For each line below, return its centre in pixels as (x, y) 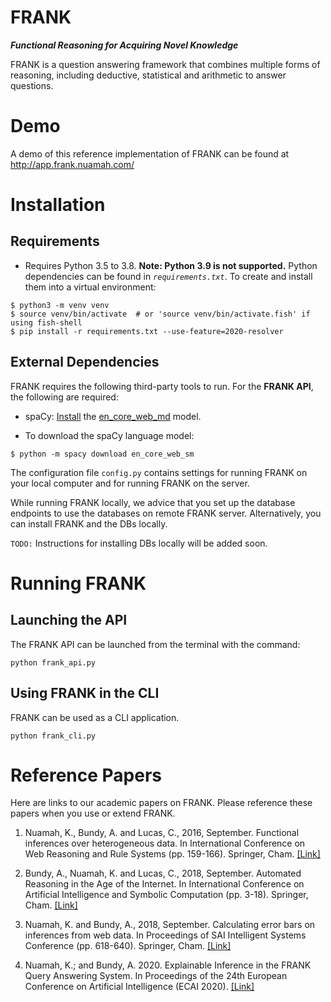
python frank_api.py (53, 662)
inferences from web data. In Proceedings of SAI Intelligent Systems (165, 935)
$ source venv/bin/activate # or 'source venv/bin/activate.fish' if (160, 314)
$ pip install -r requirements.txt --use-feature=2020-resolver (147, 331)
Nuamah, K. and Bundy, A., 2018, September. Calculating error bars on (170, 925)
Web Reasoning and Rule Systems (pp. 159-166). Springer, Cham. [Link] (172, 854)
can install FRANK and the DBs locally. (89, 523)
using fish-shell (46, 322)
